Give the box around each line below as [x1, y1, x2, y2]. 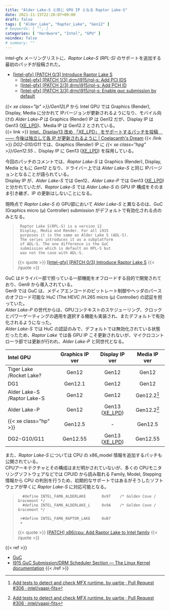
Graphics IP [60, 351, 90, 358]
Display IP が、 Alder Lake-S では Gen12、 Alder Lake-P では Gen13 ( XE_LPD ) [5, 177, 164, 183]
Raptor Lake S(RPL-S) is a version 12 [20, 223, 102, 228]
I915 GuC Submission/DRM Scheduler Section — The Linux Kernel [12, 559, 150, 565]
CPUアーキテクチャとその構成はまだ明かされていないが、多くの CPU [5, 465, 149, 471]
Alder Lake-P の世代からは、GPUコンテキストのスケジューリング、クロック [5, 307, 162, 313]
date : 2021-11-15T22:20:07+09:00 [5, 12, 76, 17]
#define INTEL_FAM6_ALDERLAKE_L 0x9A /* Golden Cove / [22, 503, 156, 508]
